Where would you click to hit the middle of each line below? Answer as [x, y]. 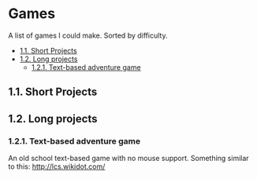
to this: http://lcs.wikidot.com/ [57, 166]
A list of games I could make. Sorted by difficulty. [88, 35]
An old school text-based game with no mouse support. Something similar [129, 159]
